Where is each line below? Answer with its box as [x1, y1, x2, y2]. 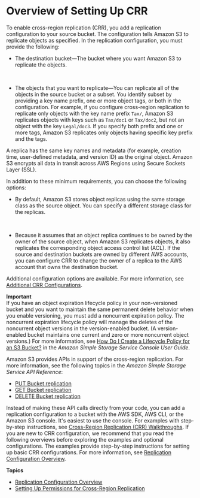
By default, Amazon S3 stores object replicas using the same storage [14, 195, 185, 203]
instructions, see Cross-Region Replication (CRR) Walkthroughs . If [26, 423, 189, 430]
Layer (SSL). [6, 166, 37, 173]
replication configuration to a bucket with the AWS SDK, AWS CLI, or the [6, 411, 184, 418]
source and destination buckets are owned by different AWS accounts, [14, 250, 189, 258]
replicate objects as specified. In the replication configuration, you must [6, 37, 183, 44]
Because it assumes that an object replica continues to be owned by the [14, 231, 193, 239]
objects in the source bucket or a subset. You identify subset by [14, 90, 172, 98]
